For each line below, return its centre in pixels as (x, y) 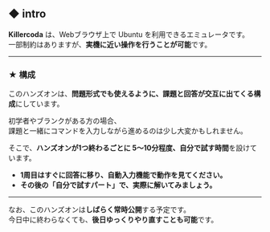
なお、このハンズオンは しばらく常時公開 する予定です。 (100, 210)
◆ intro (27, 14)
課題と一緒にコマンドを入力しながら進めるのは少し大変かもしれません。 (128, 131)
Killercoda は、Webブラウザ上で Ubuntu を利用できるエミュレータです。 (129, 34)
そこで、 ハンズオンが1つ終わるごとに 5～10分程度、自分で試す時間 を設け (129, 148)
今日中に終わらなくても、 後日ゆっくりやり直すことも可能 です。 (113, 220)
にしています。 (40, 104)
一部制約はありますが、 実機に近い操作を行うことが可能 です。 (110, 44)
